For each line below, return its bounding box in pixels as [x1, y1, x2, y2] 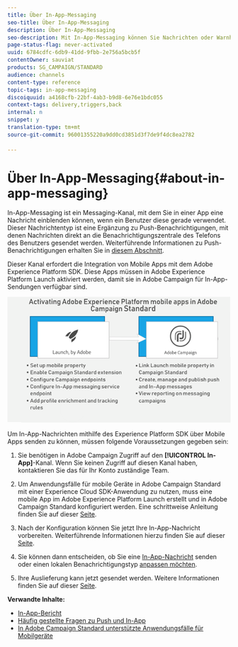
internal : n [7, 109, 42, 116]
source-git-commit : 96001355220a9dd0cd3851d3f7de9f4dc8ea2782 [7, 131, 195, 138]
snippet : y [7, 116, 40, 123]
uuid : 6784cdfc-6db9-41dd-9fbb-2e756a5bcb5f [7, 49, 141, 56]
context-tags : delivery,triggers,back [7, 101, 122, 109]
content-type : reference [7, 79, 81, 86]
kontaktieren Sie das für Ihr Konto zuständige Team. [17, 465, 170, 475]
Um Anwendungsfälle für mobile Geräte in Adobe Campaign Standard [17, 480, 221, 488]
